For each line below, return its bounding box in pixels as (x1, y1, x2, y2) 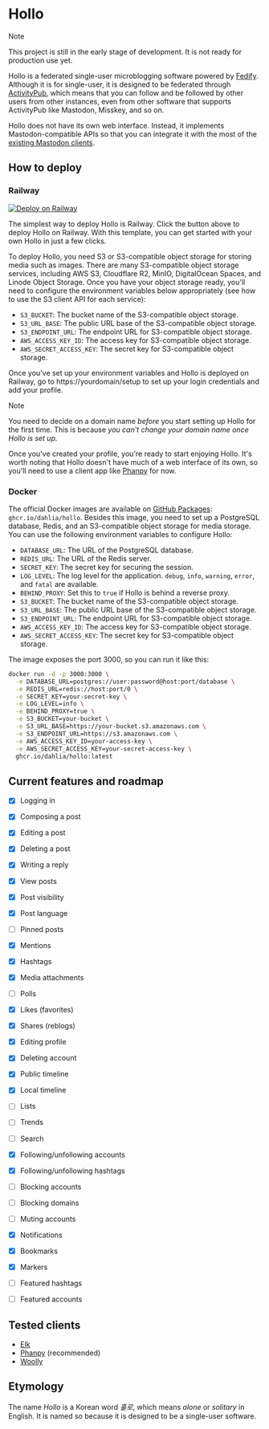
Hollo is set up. (8, 433, 58, 442)
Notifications (19, 1230, 63, 1240)
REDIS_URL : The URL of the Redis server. (19, 553, 152, 563)
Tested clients (8, 1318, 81, 1332)
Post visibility (19, 892, 64, 902)
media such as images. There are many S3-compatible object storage (8, 260, 239, 270)
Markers (19, 1262, 48, 1272)
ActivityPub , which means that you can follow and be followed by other (8, 88, 244, 97)
